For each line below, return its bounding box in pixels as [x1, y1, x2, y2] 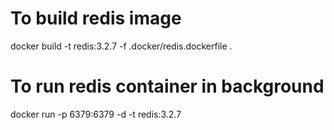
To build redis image [10, 7, 182, 30]
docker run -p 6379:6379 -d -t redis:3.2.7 [10, 108, 182, 120]
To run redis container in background [10, 75, 325, 98]
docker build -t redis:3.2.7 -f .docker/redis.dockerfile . [10, 40, 233, 52]
